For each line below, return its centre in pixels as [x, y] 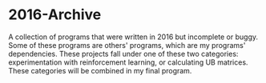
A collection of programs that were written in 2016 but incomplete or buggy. [133, 37]
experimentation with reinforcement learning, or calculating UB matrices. [128, 62]
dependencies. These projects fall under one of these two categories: [123, 53]
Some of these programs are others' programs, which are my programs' [127, 45]
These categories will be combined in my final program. [100, 70]
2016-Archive [55, 15]
